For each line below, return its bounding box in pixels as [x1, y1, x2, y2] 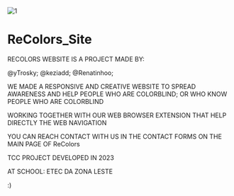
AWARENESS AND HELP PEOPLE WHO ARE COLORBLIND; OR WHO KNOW [7, 89, 228, 98]
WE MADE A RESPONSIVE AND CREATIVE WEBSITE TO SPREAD [7, 82, 196, 91]
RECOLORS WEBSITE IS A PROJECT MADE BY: [7, 54, 145, 63]
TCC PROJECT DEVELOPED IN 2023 [7, 153, 115, 162]
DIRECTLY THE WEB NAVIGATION [7, 118, 107, 127]
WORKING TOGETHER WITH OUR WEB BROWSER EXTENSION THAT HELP [7, 110, 227, 120]
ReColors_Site [7, 32, 92, 47]
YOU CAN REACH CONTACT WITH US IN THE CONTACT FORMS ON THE [7, 132, 222, 141]
